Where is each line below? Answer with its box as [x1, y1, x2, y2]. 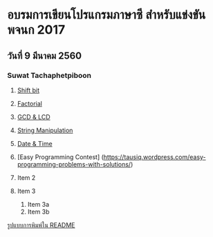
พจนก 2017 [7, 22, 66, 38]
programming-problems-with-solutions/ [17, 160, 131, 168]
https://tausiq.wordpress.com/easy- [103, 152, 206, 161]
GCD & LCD [17, 112, 50, 121]
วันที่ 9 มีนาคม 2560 [7, 50, 82, 61]
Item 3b [27, 207, 50, 216]
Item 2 [17, 173, 36, 182]
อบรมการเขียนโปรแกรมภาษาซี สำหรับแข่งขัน [7, 7, 206, 23]
